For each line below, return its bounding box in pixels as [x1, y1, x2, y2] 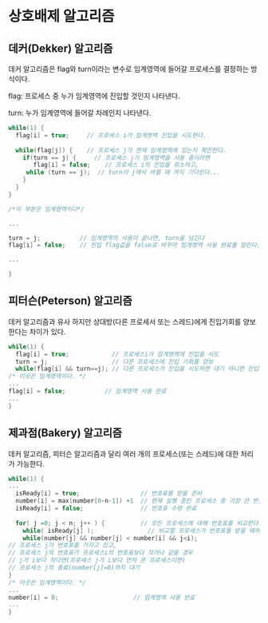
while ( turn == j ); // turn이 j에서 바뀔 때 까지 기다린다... [26, 168, 221, 176]
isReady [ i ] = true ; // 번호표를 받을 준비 [15, 490, 203, 498]
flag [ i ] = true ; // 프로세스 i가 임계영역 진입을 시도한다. [15, 131, 207, 140]
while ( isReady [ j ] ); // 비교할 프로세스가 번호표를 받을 [22, 526, 246, 534]
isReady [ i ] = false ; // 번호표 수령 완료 [15, 504, 197, 512]
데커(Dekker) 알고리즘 [8, 41, 113, 55]
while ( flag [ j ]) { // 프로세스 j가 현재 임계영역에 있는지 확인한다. [15, 146, 227, 154]
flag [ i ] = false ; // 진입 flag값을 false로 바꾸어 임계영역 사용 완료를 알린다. [8, 241, 261, 250]
